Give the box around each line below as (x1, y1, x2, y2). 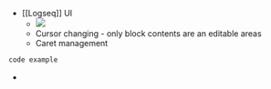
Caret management (35, 38, 109, 48)
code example (8, 55, 58, 64)
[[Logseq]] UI (21, 8, 73, 18)
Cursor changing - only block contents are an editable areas (35, 28, 262, 39)
